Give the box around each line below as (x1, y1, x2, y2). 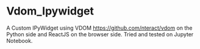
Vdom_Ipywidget (6, 4, 95, 18)
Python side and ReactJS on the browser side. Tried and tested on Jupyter (6, 30, 194, 38)
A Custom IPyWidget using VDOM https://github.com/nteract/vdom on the (6, 24, 193, 31)
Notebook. (6, 37, 33, 44)
